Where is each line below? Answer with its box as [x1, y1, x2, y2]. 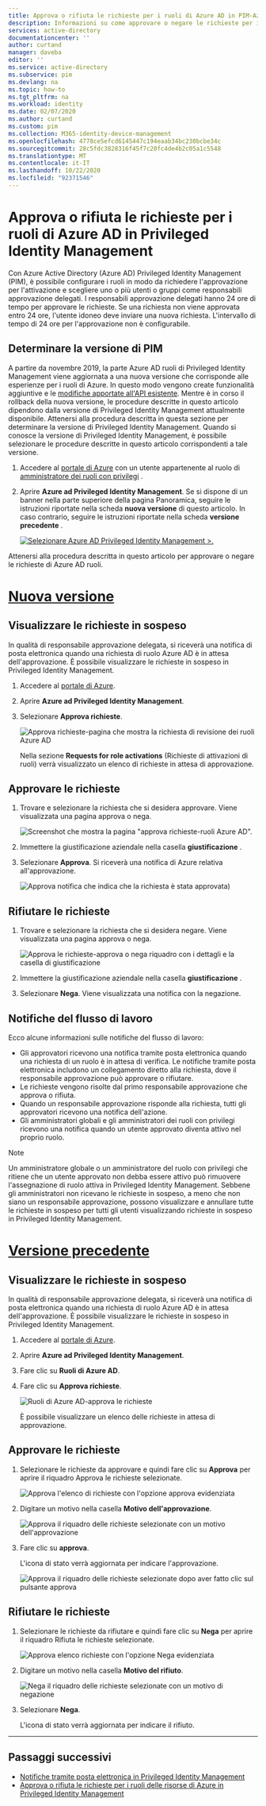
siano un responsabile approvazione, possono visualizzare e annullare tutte [8, 1197, 254, 1207]
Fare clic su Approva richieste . [19, 1381, 122, 1391]
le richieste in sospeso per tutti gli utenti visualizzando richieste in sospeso [8, 1206, 253, 1215]
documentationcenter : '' [8, 33, 90, 42]
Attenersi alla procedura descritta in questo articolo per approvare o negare [8, 551, 255, 561]
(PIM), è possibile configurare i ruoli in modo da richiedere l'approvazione [8, 276, 248, 286]
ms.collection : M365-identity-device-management [8, 129, 172, 137]
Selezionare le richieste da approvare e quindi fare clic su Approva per [19, 1464, 251, 1474]
